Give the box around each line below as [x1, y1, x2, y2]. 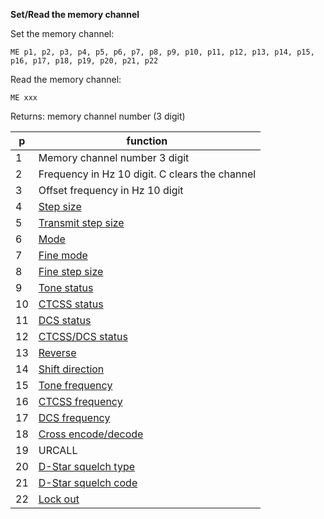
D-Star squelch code [38, 476, 138, 489]
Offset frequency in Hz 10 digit [38, 184, 184, 197]
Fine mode [38, 249, 88, 262]
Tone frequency [38, 379, 113, 392]
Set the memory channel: [10, 28, 115, 39]
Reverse [38, 346, 77, 359]
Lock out [38, 492, 80, 506]
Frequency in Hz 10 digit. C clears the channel [38, 167, 257, 181]
